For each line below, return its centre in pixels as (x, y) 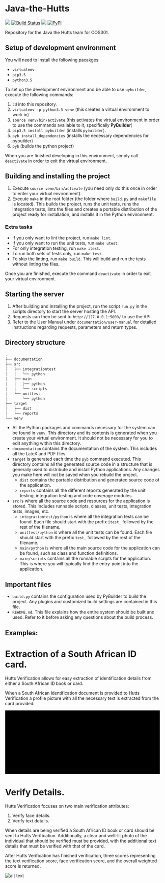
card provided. (20, 703)
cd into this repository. (35, 104)
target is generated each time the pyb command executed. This (77, 459)
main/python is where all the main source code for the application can (90, 548)
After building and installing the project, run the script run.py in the (80, 306)
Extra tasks (19, 227)
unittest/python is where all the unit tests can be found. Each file (86, 532)
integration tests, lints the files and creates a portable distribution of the (84, 209)
